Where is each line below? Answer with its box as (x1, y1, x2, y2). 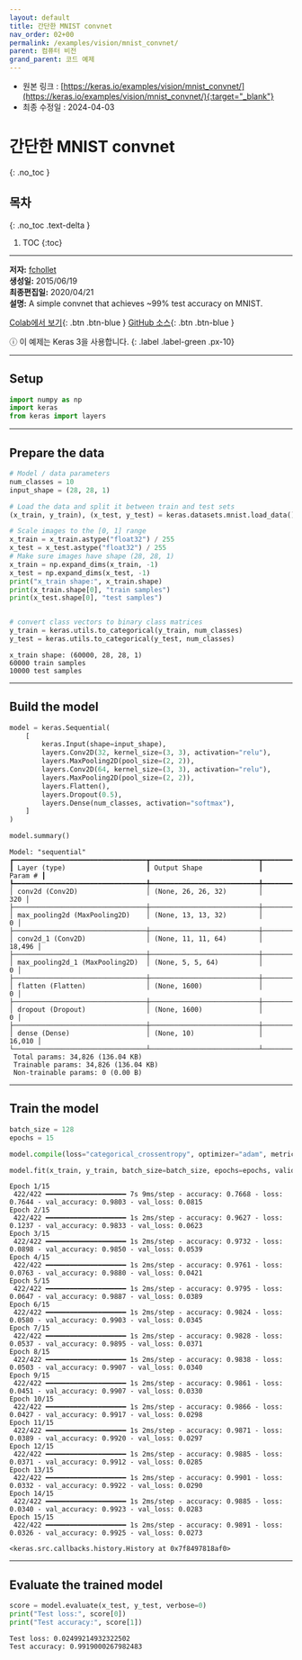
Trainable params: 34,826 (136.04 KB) (13, 1060, 159, 1069)
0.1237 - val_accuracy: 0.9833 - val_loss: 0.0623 (9, 1222, 203, 1231)
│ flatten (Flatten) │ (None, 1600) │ (9, 982, 263, 991)
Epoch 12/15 (9, 1442, 54, 1451)
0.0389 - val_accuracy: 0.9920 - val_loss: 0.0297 (9, 1434, 203, 1443)
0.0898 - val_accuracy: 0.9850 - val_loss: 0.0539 (9, 1245, 203, 1254)
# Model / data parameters (9, 469, 111, 478)
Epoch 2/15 (9, 1205, 50, 1215)
